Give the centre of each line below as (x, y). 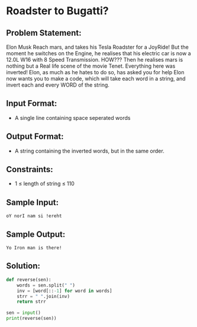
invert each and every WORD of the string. (58, 85)
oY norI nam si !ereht (34, 216)
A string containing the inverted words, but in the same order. (89, 151)
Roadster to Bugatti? (57, 11)
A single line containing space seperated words (72, 118)
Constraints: (30, 169)
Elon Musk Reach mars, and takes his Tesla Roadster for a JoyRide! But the (98, 47)
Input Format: (32, 104)
